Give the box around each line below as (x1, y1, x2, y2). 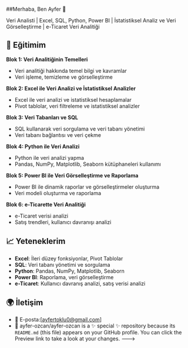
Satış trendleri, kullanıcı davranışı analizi (14, 218, 112, 226)
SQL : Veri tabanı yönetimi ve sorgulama (14, 261, 110, 268)
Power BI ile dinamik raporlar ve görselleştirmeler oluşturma (14, 183, 160, 190)
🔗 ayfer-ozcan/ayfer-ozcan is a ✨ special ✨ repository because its (14, 322, 176, 329)
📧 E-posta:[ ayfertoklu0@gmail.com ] (14, 316, 102, 323)
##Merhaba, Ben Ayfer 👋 (6, 6, 66, 12)
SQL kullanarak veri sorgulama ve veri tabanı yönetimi (14, 125, 145, 132)
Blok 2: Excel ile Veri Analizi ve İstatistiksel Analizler (6, 85, 136, 92)
